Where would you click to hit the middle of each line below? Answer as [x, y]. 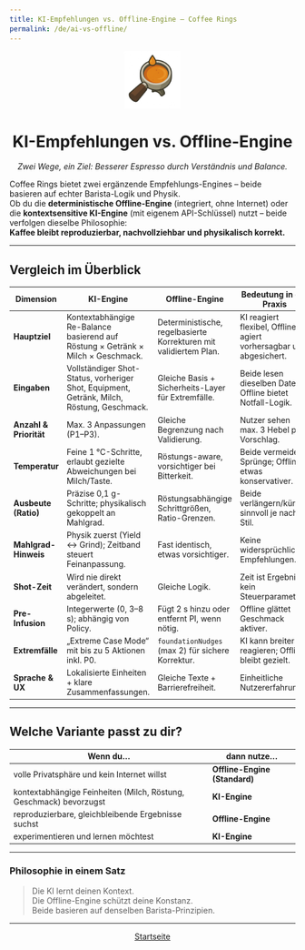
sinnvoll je [259, 513]
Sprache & [34, 677]
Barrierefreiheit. [187, 687]
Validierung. [180, 439]
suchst [26, 824]
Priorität [29, 434]
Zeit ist [253, 577]
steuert [80, 554]
